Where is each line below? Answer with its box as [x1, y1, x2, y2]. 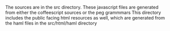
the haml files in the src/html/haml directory [5, 20, 97, 26]
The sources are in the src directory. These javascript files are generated [5, 4, 159, 10]
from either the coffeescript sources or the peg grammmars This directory [5, 9, 161, 15]
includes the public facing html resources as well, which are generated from [5, 15, 165, 20]
